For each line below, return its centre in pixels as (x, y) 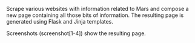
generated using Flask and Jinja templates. (60, 21)
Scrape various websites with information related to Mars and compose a (97, 9)
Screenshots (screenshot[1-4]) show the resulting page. (76, 33)
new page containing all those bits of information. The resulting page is (95, 15)
